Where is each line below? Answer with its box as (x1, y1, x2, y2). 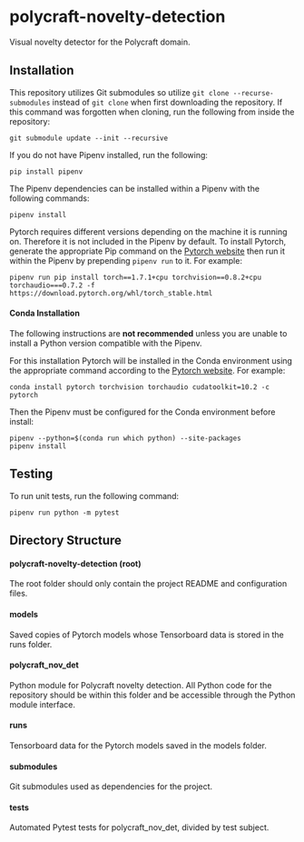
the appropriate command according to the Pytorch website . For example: (9, 365, 286, 376)
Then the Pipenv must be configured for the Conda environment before (9, 406, 276, 417)
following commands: (9, 193, 90, 204)
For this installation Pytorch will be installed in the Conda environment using (9, 355, 293, 366)
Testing (9, 466, 54, 482)
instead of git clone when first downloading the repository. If (52, 96, 283, 107)
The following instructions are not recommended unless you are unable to (9, 327, 288, 338)
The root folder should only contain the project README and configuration (9, 578, 288, 589)
